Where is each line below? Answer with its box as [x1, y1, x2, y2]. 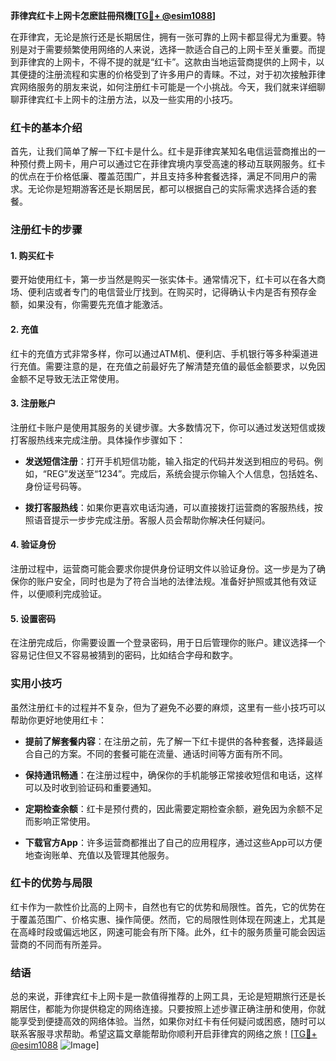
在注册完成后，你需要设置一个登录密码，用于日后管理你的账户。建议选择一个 [10, 637, 326, 649]
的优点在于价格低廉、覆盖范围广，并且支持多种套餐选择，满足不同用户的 [10, 170, 308, 183]
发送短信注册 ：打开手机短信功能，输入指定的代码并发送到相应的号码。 [24, 455, 315, 467]
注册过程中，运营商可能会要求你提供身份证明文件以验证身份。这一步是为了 [10, 563, 317, 575]
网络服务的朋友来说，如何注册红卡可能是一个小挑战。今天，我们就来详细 [18, 81, 317, 93]
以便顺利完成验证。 [27, 588, 107, 600]
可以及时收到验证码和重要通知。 [24, 781, 157, 793]
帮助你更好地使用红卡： [10, 714, 107, 726]
